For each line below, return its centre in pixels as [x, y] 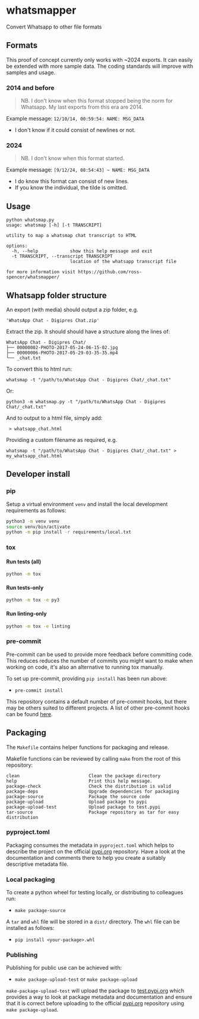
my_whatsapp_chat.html [34, 456]
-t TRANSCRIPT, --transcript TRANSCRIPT [62, 257]
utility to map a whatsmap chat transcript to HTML [71, 236]
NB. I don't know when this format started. [72, 159]
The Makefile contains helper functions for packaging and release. [88, 747]
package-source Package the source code [78, 796]
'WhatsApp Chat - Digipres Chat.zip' [53, 320]
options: [17, 246]
